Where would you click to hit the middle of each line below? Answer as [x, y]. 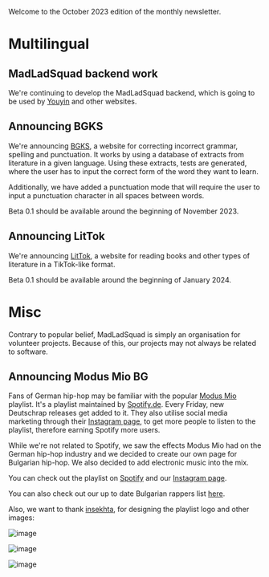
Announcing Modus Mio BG [78, 376]
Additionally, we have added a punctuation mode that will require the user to [134, 187]
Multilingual [49, 44]
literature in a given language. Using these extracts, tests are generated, [128, 163]
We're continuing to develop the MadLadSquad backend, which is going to [132, 93]
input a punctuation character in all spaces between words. [106, 195]
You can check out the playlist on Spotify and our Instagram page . [118, 478]
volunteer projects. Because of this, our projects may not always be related [132, 343]
